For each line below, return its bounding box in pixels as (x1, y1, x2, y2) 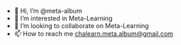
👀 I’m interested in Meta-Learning (14, 14, 113, 22)
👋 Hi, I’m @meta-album (14, 7, 83, 15)
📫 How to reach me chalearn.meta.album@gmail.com (14, 30, 173, 38)
